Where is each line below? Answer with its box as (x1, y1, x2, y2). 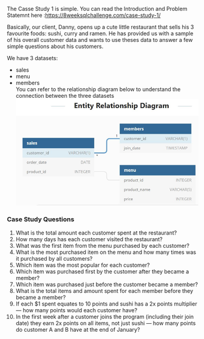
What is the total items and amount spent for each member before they (15, 287, 194, 294)
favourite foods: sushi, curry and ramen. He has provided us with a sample (7, 30, 194, 37)
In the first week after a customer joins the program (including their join (15, 313, 194, 320)
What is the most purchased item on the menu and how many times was (15, 248, 197, 256)
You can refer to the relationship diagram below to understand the (15, 86, 181, 93)
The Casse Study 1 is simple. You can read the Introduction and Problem (7, 5, 188, 12)
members (15, 79, 40, 86)
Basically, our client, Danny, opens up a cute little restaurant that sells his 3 (7, 24, 194, 30)
